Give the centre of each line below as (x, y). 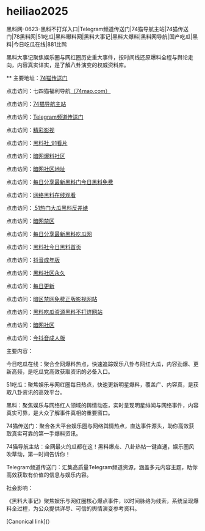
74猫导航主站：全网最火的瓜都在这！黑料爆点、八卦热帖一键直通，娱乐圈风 (100, 446)
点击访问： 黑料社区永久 (36, 273)
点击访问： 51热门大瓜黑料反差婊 (47, 208)
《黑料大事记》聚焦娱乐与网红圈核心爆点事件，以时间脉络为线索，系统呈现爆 (103, 500)
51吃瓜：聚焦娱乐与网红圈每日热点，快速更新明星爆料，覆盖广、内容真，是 (100, 384)
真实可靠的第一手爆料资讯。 (46, 433)
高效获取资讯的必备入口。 (81, 371)
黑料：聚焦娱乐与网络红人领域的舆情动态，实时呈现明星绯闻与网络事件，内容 (103, 405)
